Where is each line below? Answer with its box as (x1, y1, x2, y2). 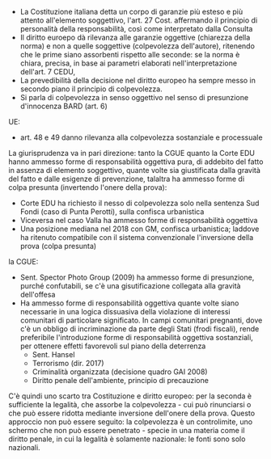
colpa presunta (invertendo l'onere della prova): (8, 183, 167, 192)
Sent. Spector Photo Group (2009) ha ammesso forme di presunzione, (19, 272, 255, 282)
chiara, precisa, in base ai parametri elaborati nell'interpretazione (19, 58, 237, 68)
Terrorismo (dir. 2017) (32, 359, 104, 368)
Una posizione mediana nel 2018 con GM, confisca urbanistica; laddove (19, 224, 260, 234)
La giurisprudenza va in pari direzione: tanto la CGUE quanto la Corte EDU (8, 149, 255, 158)
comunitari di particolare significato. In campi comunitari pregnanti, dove (19, 315, 263, 325)
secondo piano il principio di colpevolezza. (19, 84, 163, 94)
